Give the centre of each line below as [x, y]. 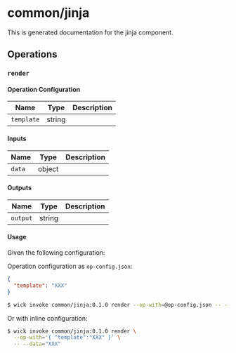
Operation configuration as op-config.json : [70, 266]
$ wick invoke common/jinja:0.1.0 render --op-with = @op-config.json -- [114, 305]
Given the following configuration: [56, 253]
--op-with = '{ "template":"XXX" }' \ [67, 338]
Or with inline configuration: [47, 318]
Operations [32, 54]
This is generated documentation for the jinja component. [90, 32]
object [48, 168]
